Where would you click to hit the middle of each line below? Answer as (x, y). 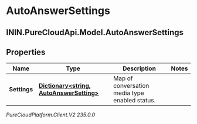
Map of (123, 78)
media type (129, 93)
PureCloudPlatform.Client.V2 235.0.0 (51, 115)
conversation (131, 86)
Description (139, 68)
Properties (26, 52)
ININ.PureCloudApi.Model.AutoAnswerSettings (95, 32)
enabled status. (135, 101)
